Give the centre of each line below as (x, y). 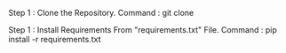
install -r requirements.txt (55, 39)
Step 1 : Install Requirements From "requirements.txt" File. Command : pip (143, 30)
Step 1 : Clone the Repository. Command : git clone (101, 13)
